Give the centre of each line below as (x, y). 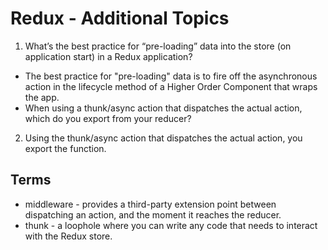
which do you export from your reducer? (108, 118)
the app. (42, 97)
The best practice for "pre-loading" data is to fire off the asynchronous (171, 76)
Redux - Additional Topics (120, 18)
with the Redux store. (68, 236)
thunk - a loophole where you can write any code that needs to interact (171, 225)
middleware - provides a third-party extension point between (150, 204)
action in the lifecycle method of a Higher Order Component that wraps (171, 86)
